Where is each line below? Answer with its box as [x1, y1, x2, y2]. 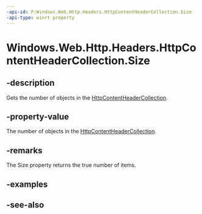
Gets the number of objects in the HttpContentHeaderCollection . [6, 94, 168, 101]
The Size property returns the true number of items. [6, 162, 136, 169]
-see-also [6, 199, 44, 210]
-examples [6, 179, 48, 189]
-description [6, 78, 55, 88]
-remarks [6, 145, 43, 156]
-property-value [6, 111, 69, 122]
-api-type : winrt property [6, 15, 75, 21]
